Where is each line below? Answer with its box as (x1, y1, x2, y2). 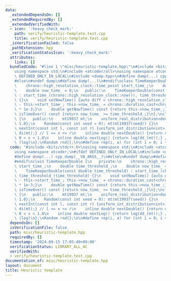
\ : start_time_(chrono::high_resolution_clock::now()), (14, 93, 138, 98)
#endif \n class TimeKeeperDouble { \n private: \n (14, 159, 122, 164)
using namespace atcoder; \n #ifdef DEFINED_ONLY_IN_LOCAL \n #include (14, 150, 160, 155)
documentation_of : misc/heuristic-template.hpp (5, 258, 108, 264)
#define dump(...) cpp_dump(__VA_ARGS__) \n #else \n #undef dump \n (14, 154, 154, 159)
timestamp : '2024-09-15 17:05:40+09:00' (10, 239, 97, 244)
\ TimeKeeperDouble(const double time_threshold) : (14, 168, 133, 174)
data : (5, 7, 17, 13)
